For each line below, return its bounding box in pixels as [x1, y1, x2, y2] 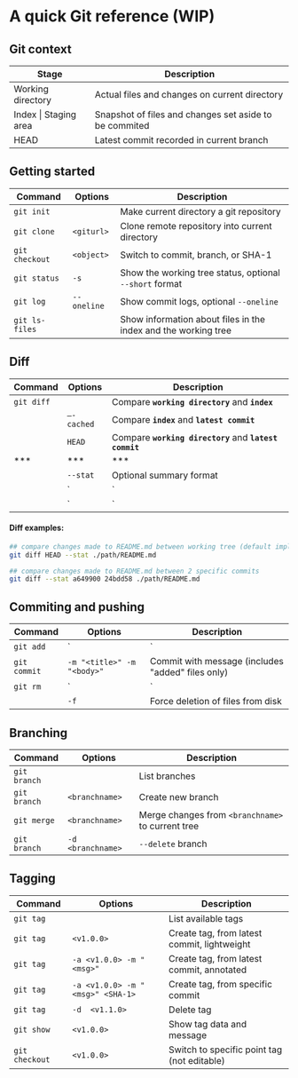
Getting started [9, 164, 96, 179]
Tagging [9, 871, 56, 886]
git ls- [13, 315, 46, 325]
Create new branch [138, 790, 219, 803]
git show [13, 1024, 51, 1034]
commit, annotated [168, 963, 247, 976]
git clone [13, 226, 55, 236]
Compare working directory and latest [111, 431, 278, 443]
